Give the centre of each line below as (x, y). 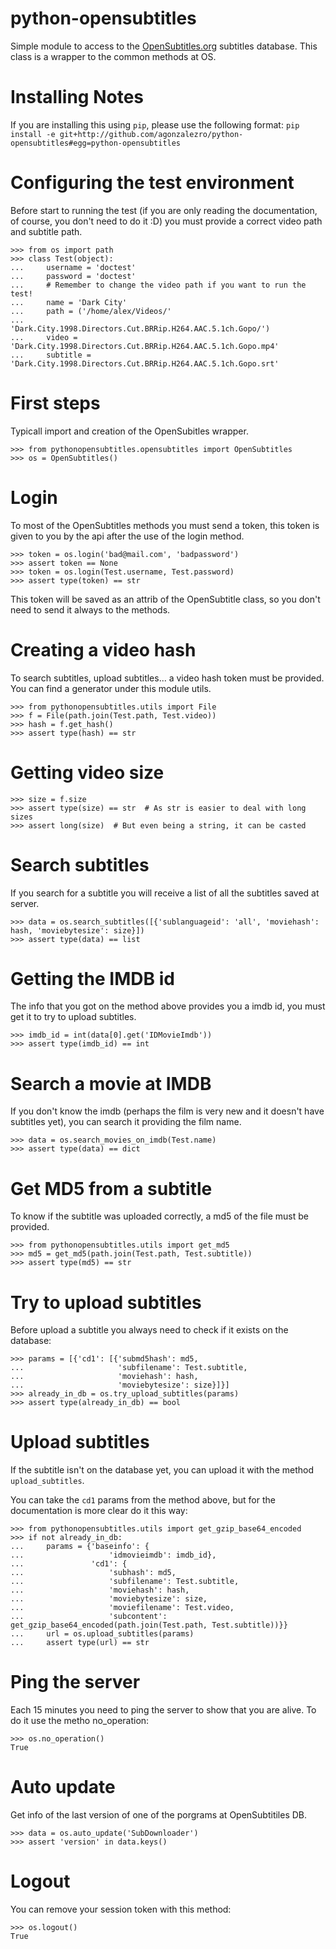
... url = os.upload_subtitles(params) (102, 1634)
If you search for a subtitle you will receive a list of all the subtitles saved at (165, 893)
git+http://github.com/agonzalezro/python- (151, 134)
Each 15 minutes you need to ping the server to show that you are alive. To (163, 1710)
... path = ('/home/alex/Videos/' (91, 311)
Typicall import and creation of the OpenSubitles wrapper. (129, 431)
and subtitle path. (46, 231)
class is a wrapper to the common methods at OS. (113, 56)
